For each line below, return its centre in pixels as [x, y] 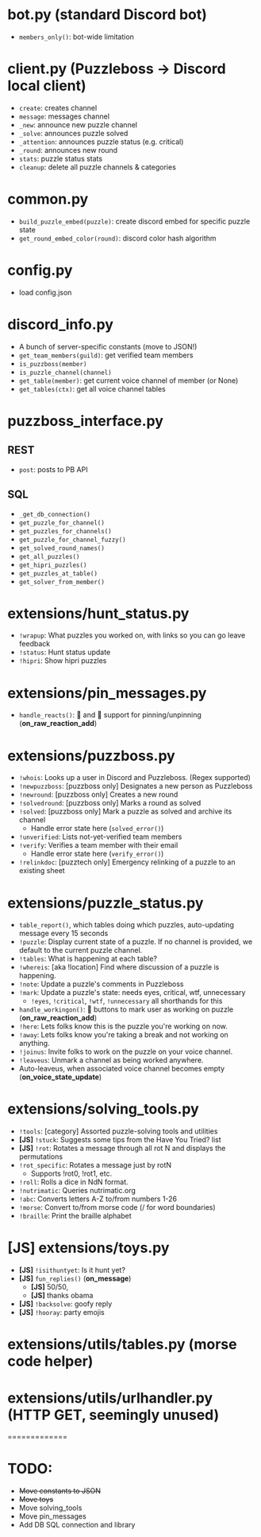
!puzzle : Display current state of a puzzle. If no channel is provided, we [136, 942]
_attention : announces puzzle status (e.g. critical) [101, 142]
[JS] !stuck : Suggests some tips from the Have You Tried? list [120, 1140]
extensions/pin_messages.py [107, 693]
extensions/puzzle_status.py [106, 903]
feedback [35, 644]
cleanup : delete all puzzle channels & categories [97, 167]
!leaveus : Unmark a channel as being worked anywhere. [111, 1060]
